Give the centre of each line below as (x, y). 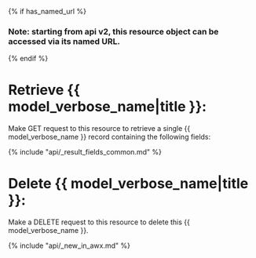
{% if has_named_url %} (47, 11)
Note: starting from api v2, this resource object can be (113, 31)
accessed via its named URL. (64, 41)
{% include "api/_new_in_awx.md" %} (69, 245)
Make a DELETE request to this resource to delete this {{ (99, 222)
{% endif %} (28, 59)
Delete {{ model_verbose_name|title (128, 184)
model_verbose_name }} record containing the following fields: (110, 137)
